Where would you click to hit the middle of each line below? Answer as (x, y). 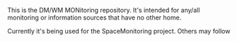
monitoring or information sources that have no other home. (94, 17)
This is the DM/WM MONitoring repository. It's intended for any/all (104, 10)
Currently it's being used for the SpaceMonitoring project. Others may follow (119, 31)
